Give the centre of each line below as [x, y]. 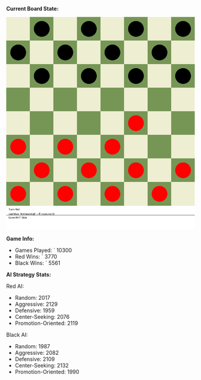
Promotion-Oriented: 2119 [46, 323]
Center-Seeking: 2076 [42, 317]
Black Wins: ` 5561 [38, 263]
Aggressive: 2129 [36, 304]
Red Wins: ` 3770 [36, 256]
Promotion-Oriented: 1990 [47, 372]
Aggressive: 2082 [37, 353]
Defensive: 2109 [35, 359]
